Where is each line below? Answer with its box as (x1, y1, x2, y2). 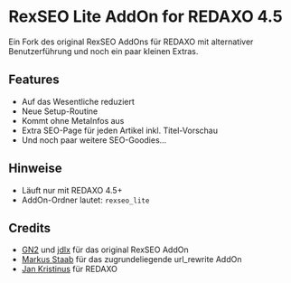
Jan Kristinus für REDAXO (21, 264, 118, 275)
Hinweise (8, 161, 62, 176)
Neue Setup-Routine (21, 106, 99, 117)
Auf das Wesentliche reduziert (21, 96, 135, 107)
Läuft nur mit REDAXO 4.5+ (21, 184, 123, 195)
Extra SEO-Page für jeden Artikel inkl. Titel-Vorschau (21, 125, 219, 136)
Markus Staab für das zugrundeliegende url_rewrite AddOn (21, 254, 242, 265)
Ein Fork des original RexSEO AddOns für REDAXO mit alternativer (8, 36, 254, 47)
